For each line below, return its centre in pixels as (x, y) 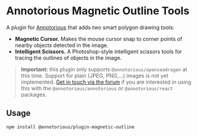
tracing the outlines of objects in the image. (68, 58)
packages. (34, 94)
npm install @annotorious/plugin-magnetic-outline (70, 127)
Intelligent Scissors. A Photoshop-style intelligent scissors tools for (98, 51)
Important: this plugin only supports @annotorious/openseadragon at (104, 69)
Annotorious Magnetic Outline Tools (98, 11)
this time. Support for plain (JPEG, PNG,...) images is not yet (95, 75)
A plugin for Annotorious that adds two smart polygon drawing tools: (90, 27)
